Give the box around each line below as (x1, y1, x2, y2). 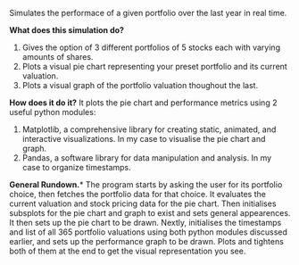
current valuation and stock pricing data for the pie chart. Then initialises (9, 198, 277, 209)
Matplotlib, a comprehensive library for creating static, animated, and (21, 124, 277, 135)
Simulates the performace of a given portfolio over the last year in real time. (9, 8, 287, 18)
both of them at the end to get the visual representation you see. (9, 245, 246, 256)
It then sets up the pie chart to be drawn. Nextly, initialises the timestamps (9, 218, 282, 228)
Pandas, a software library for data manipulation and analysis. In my (21, 153, 272, 163)
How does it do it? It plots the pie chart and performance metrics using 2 (9, 97, 278, 108)
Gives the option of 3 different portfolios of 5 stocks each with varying (21, 42, 281, 53)
